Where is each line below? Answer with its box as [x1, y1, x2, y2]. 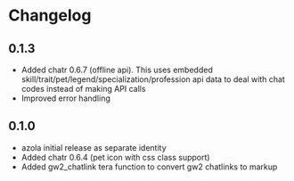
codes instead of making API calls [20, 84, 146, 94]
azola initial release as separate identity [20, 142, 167, 152]
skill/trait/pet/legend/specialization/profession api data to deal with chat [20, 74, 286, 85]
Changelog [8, 5, 92, 26]
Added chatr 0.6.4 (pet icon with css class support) [20, 152, 210, 162]
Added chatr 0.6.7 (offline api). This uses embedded [20, 64, 213, 75]
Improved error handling [20, 93, 110, 103]
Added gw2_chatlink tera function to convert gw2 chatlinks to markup [20, 161, 278, 172]
